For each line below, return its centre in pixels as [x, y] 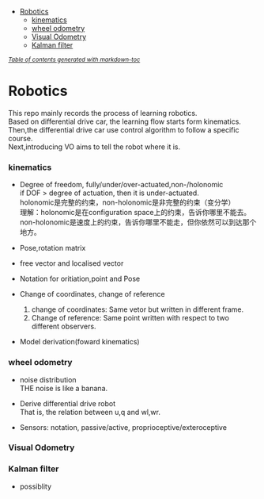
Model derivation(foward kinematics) [79, 342]
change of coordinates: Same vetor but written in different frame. [138, 309]
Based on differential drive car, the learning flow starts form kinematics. [124, 121]
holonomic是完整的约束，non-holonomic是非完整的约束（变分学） [127, 202]
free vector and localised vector [72, 263]
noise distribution [48, 379]
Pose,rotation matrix [53, 248]
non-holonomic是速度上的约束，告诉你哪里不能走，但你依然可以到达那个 [138, 222]
